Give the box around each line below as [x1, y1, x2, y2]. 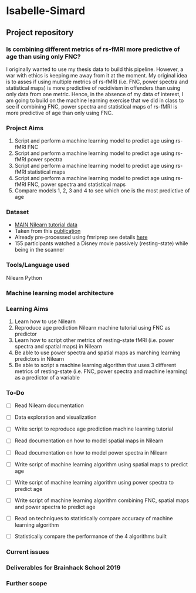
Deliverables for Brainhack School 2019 [6, 563, 121, 571]
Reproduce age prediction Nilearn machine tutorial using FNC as [14, 324, 171, 331]
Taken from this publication [14, 228, 81, 235]
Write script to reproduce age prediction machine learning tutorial [14, 425, 173, 432]
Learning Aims [6, 304, 49, 313]
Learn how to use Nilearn [14, 318, 76, 325]
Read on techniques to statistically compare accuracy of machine [14, 514, 173, 521]
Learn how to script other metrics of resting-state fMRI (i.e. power [14, 336, 174, 344]
